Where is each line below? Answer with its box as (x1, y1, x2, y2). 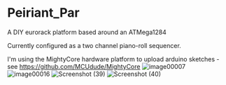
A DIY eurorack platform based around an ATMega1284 (7, 28, 167, 36)
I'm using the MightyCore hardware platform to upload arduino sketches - (7, 54, 220, 63)
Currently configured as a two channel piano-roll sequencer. (7, 41, 182, 49)
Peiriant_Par (7, 5, 80, 21)
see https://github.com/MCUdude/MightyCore (7, 62, 141, 70)
